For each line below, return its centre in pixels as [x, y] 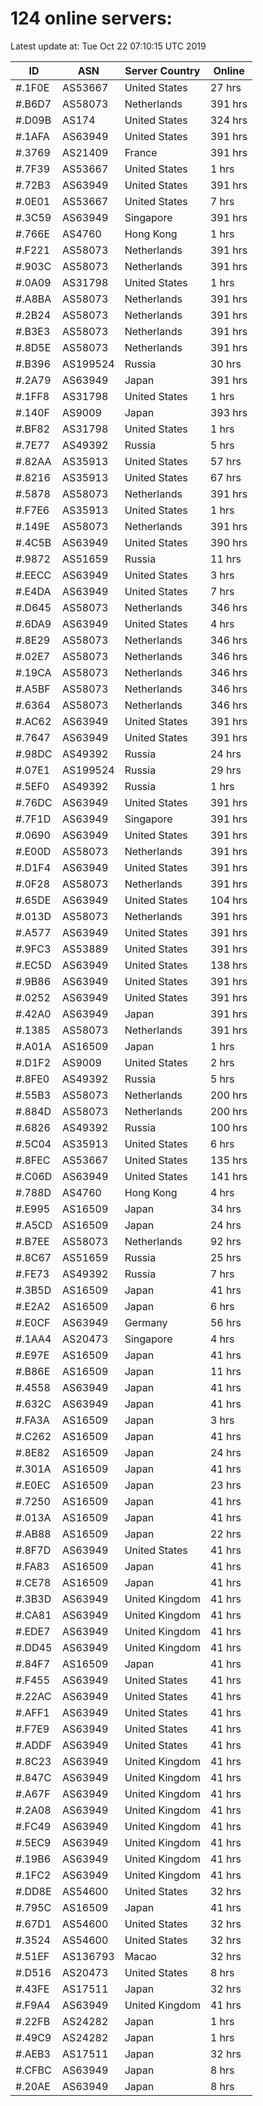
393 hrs [228, 412]
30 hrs [225, 364]
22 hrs [225, 1534]
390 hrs [228, 542]
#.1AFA [32, 136]
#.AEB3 [33, 2054]
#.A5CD [34, 1225]
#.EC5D [33, 965]
